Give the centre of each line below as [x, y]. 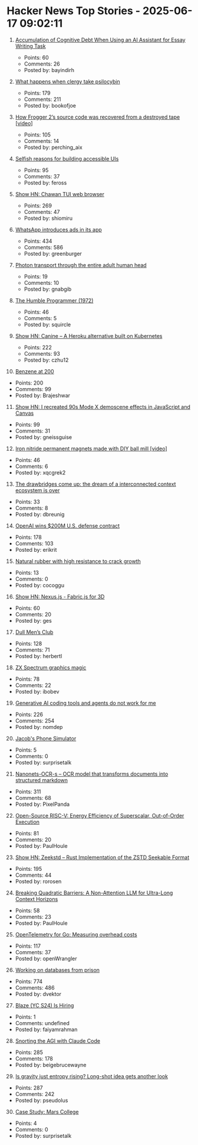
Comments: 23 [33, 916]
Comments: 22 [33, 685]
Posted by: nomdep [39, 727]
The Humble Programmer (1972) [54, 300]
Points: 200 [29, 383]
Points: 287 [29, 1088]
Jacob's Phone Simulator [46, 738]
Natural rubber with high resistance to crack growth [78, 561]
